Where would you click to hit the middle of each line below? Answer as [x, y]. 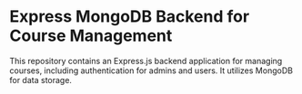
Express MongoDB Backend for [130, 17]
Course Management [91, 36]
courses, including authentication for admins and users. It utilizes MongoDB [151, 70]
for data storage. [41, 80]
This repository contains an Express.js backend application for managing [146, 61]
